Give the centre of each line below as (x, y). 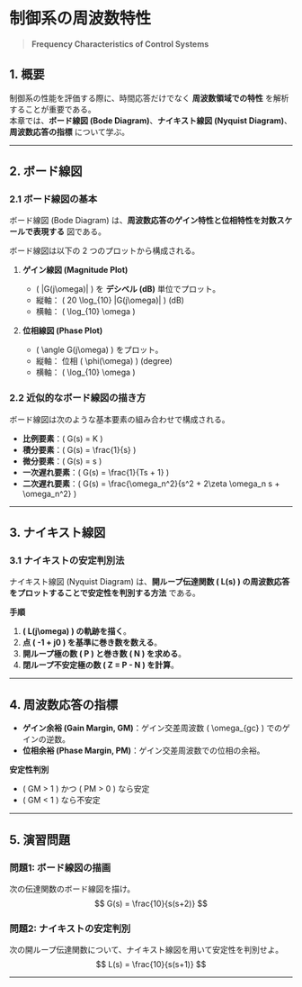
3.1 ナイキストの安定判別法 (67, 561)
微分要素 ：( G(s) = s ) (62, 461)
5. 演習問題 (40, 840)
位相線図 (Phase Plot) (62, 331)
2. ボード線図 (46, 172)
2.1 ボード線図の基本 (53, 199)
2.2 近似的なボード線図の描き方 (78, 398)
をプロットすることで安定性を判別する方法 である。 (105, 593)
